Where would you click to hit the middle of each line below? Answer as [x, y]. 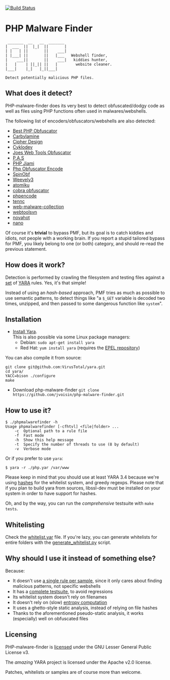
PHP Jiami [23, 163]
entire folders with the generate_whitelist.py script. [58, 542]
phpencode [25, 196]
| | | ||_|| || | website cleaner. [59, 64]
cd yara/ [14, 372]
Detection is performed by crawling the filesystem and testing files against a [85, 277]
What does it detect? [39, 94]
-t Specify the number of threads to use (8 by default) [77, 444]
